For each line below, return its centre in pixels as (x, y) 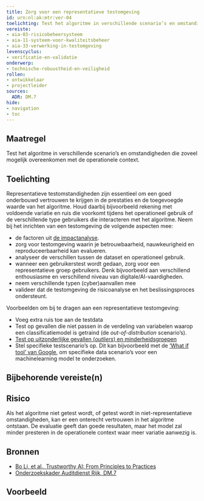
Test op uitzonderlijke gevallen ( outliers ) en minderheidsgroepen (96, 339)
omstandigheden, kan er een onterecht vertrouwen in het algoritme (90, 420)
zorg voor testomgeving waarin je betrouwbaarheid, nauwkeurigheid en (104, 244)
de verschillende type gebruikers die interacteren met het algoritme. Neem (100, 219)
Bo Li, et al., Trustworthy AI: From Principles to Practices (86, 466)
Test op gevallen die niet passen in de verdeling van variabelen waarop (104, 326)
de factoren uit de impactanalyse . (57, 238)
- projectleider (27, 86)
